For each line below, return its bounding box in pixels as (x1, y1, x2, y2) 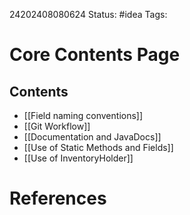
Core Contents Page (9, 44, 181, 66)
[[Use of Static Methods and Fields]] (23, 142, 174, 153)
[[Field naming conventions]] (23, 110, 144, 121)
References (9, 187, 107, 210)
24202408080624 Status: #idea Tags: (9, 9, 168, 20)
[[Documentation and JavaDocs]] (23, 131, 162, 143)
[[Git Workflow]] (23, 120, 91, 132)
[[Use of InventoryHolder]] (23, 152, 134, 164)
